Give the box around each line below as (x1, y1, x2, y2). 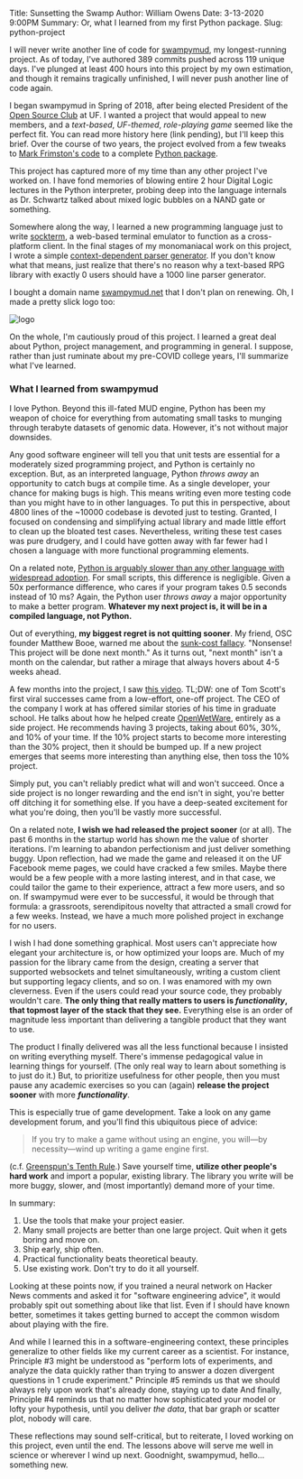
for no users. (9, 920, 57, 931)
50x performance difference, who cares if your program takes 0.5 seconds (9, 582, 287, 593)
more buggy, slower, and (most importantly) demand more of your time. (9, 1180, 275, 1191)
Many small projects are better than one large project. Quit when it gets (22, 1225, 288, 1235)
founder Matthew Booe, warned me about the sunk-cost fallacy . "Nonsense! (9, 638, 292, 649)
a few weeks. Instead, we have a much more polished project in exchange (9, 911, 284, 921)
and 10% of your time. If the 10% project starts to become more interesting (9, 732, 287, 743)
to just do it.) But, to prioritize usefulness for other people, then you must (9, 1070, 280, 1081)
